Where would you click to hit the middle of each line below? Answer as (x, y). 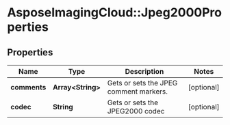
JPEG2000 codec (136, 111)
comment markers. (138, 92)
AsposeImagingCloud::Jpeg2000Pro (115, 13)
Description (144, 71)
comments (28, 87)
